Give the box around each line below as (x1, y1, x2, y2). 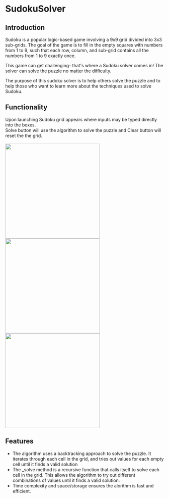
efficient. (12, 488, 31, 494)
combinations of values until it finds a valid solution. (12, 477, 120, 483)
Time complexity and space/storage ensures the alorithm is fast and (12, 482, 154, 488)
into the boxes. (5, 122, 36, 128)
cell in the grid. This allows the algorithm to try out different (12, 472, 136, 478)
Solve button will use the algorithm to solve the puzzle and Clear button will (5, 127, 161, 133)
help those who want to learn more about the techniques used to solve (5, 83, 152, 89)
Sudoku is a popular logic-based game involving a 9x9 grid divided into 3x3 (5, 36, 162, 42)
